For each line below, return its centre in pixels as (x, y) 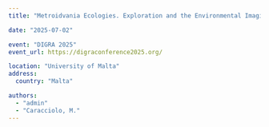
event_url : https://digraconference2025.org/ (85, 52)
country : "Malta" (44, 81)
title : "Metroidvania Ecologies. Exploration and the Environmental (125, 16)
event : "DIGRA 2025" (43, 45)
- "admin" (32, 103)
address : (23, 74)
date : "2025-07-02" (41, 30)
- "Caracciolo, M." (48, 110)
